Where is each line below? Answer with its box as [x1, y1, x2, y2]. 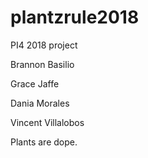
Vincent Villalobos [10, 116, 85, 128]
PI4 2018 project [10, 39, 78, 51]
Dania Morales [10, 97, 70, 109]
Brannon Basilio [10, 58, 75, 70]
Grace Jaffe [10, 77, 60, 90]
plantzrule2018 [10, 6, 140, 29]
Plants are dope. [10, 136, 78, 148]
